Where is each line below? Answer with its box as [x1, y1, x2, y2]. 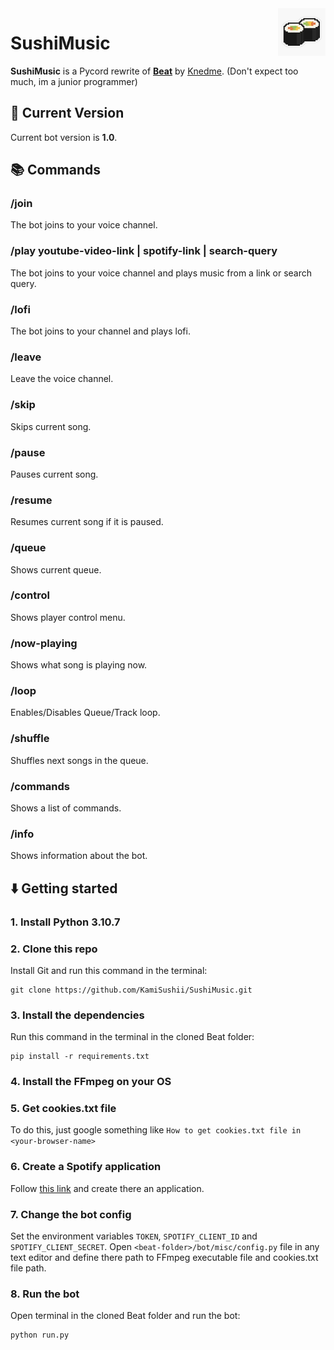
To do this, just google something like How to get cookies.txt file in [10, 1124, 302, 1136]
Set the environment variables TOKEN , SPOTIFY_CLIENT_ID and [10, 1230, 258, 1242]
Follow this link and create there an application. [10, 1182, 205, 1194]
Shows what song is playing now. [10, 659, 148, 671]
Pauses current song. [10, 468, 99, 480]
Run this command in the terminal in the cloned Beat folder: [10, 1031, 255, 1043]
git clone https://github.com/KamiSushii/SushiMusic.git [10, 985, 253, 995]
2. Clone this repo [10, 942, 98, 956]
